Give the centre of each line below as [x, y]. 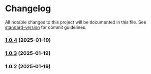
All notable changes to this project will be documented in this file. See [76, 22]
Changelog [28, 9]
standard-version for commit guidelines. [46, 27]
